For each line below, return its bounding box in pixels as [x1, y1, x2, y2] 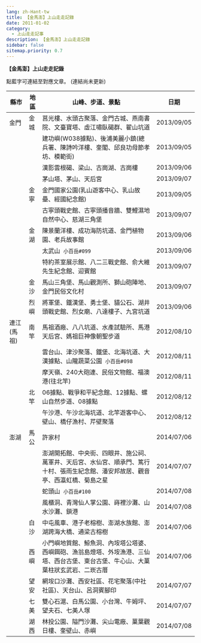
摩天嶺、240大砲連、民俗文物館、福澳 [42, 368, 150, 376]
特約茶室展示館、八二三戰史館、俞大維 [42, 258, 151, 266]
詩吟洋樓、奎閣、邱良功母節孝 [66, 143, 151, 152]
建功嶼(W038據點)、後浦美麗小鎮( [42, 134, 139, 143]
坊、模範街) [42, 152, 75, 161]
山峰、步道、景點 [72, 98, 121, 106]
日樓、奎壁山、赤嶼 [42, 626, 97, 635]
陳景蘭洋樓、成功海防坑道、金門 [42, 226, 133, 234]
